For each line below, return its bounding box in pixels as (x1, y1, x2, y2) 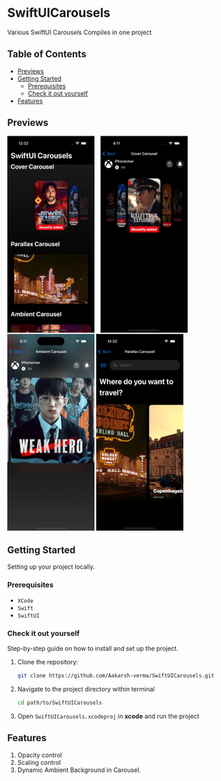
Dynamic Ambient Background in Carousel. (17, 766, 142, 774)
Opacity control (17, 750, 63, 759)
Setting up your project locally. (7, 563, 96, 571)
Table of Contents (7, 48, 87, 60)
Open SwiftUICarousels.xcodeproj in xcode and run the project (17, 712, 200, 720)
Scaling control (17, 758, 61, 766)
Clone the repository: (17, 657, 79, 666)
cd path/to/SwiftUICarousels (17, 699, 102, 706)
